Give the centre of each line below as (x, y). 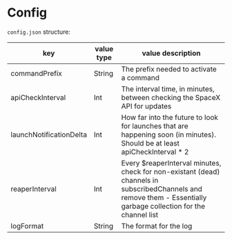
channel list (140, 214)
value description (171, 53)
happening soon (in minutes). (168, 134)
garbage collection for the (163, 206)
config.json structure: (39, 32)
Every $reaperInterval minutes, (171, 163)
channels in (140, 180)
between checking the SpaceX (171, 97)
